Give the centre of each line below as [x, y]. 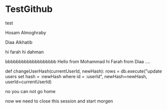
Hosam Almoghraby [26, 32]
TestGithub [29, 9]
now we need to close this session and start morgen [59, 101]
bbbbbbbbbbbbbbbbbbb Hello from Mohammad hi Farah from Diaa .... [78, 61]
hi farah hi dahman [25, 52]
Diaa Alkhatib [19, 42]
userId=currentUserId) [28, 82]
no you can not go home [31, 91]
